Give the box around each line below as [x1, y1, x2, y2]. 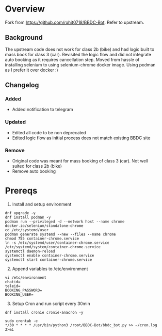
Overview [5, 3, 45, 15]
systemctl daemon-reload [5, 249, 55, 254]
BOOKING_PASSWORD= [5, 288, 42, 293]
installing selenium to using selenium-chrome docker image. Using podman [5, 62, 156, 67]
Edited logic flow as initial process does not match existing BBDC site [12, 135, 150, 141]
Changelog [5, 81, 39, 89]
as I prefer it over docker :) [5, 67, 58, 73]
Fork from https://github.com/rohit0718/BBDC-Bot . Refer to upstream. [5, 19, 144, 25]
